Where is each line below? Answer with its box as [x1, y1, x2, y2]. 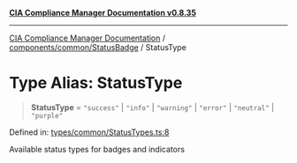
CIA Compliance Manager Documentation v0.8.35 [9, 8, 197, 18]
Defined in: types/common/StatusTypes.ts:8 [9, 127, 170, 137]
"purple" [30, 111, 64, 120]
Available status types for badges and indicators [9, 144, 186, 154]
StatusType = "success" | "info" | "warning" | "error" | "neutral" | [30, 101, 275, 113]
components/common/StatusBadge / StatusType [9, 42, 187, 52]
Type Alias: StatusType [9, 73, 183, 93]
